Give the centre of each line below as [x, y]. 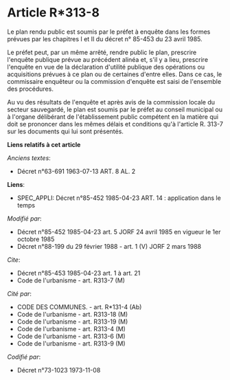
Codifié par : [24, 357]
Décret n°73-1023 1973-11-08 [59, 370]
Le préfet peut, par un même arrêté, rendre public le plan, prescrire [102, 52]
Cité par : [20, 293]
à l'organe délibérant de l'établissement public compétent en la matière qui [113, 116]
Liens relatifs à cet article [44, 144]
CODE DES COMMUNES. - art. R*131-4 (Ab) [79, 306]
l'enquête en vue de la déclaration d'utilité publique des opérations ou [106, 67]
